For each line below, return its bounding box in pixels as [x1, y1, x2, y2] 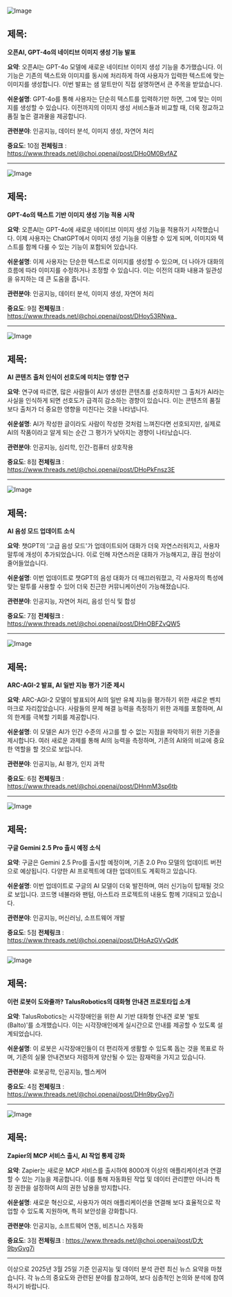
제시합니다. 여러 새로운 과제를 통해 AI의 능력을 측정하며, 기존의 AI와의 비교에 [7, 736, 212, 745]
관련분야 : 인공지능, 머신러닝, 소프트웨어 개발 [7, 914, 126, 922]
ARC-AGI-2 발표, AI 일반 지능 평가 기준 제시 [7, 681, 125, 689]
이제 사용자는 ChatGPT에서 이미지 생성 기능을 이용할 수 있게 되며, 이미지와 [16, 234, 217, 242]
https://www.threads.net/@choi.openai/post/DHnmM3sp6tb [7, 782, 178, 790]
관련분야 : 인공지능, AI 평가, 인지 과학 [7, 760, 105, 768]
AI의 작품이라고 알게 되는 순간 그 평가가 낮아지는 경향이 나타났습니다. [7, 428, 192, 437]
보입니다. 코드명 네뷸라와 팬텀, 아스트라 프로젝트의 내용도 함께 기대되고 [14, 890, 204, 898]
